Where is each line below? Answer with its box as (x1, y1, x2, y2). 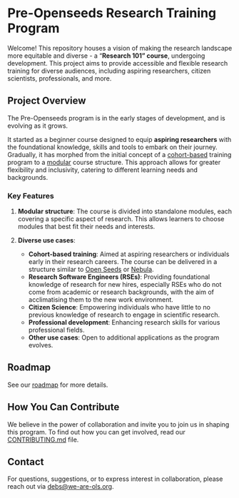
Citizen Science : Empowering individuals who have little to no (28, 303, 210, 312)
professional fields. (28, 326, 85, 335)
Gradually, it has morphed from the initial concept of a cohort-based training (7, 150, 232, 158)
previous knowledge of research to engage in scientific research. (28, 310, 220, 319)
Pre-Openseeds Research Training (7, 5, 216, 21)
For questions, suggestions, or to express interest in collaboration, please (7, 474, 223, 483)
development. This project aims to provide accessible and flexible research (7, 59, 228, 67)
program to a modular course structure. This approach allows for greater (7, 158, 221, 166)
